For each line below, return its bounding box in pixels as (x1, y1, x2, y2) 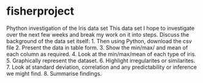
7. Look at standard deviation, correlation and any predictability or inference (6, 63, 197, 71)
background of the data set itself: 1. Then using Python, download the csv (6, 37, 193, 45)
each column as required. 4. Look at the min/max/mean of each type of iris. (6, 50, 197, 57)
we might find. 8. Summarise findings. (6, 70, 102, 77)
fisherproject (6, 4, 75, 18)
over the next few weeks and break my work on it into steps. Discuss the (6, 31, 190, 38)
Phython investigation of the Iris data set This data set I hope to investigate (6, 24, 194, 32)
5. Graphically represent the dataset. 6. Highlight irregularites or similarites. (6, 57, 196, 64)
